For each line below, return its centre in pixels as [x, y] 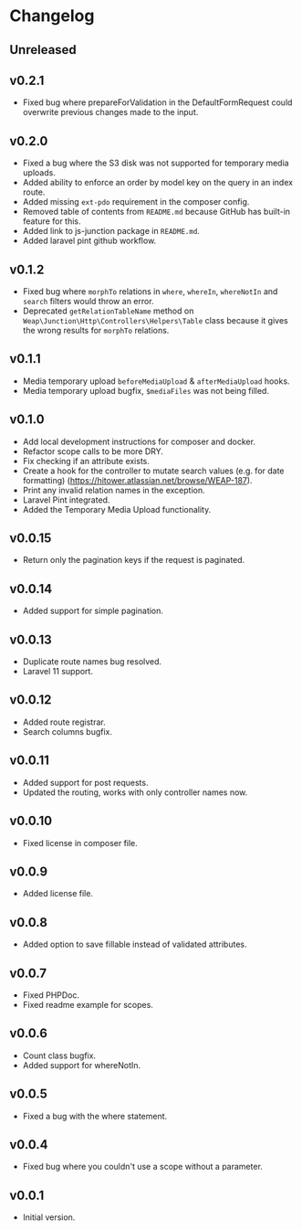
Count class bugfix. [59, 1055]
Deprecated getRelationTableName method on [108, 311]
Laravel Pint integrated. [66, 500]
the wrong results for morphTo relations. [96, 331]
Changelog [52, 16]
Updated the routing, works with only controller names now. [135, 792]
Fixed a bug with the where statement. [95, 1116]
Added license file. [58, 894]
